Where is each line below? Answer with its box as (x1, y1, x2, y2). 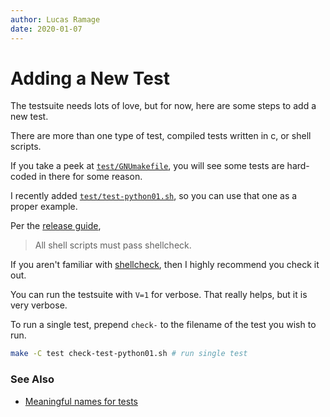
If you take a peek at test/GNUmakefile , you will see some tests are (10, 160, 285, 172)
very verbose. (10, 299, 68, 311)
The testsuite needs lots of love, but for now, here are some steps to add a (10, 100, 317, 112)
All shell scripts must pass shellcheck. (34, 239, 192, 251)
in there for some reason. (38, 171, 143, 183)
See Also (10, 372, 55, 386)
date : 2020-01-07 (10, 24, 83, 34)
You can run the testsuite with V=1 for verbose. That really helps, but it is (10, 289, 308, 301)
